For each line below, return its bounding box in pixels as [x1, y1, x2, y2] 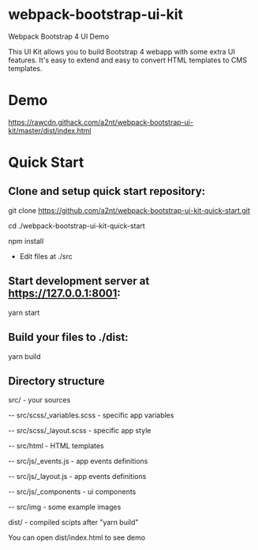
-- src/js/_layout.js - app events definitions [8, 472, 147, 481]
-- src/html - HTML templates [8, 441, 104, 451]
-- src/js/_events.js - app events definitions [8, 456, 148, 466]
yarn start [8, 308, 40, 317]
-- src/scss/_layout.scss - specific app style [8, 426, 151, 436]
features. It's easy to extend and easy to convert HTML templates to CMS [8, 55, 247, 65]
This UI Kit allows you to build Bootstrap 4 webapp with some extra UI [8, 47, 235, 56]
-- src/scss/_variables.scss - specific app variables [8, 410, 174, 420]
